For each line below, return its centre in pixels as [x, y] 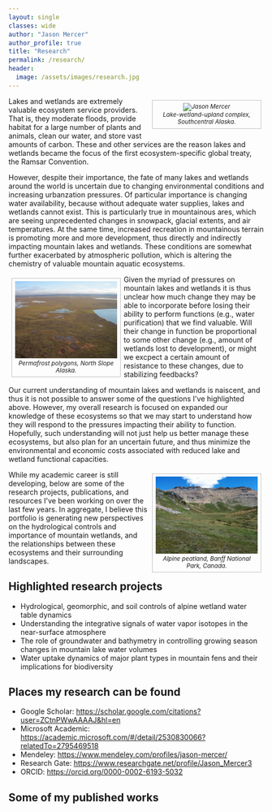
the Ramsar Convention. [49, 162]
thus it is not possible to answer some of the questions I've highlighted [127, 399]
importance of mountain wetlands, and [73, 535]
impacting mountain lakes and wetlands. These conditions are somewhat [130, 246]
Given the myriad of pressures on [179, 279]
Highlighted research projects [86, 587]
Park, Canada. [207, 566]
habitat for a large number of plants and [75, 127]
